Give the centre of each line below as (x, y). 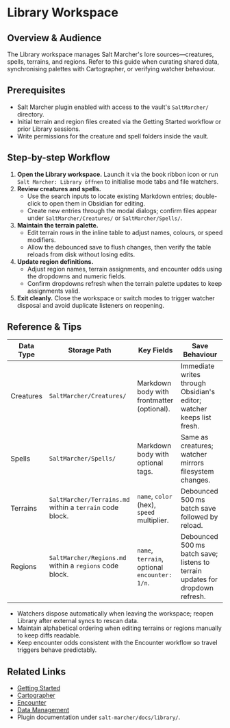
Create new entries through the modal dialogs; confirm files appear (122, 210)
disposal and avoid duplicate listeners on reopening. (90, 305)
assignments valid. (53, 291)
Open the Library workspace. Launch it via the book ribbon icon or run (118, 174)
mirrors (192, 463)
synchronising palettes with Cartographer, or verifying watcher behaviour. (111, 69)
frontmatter (155, 400)
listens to (195, 562)
